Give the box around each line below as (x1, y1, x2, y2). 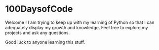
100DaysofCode (5, 3, 73, 15)
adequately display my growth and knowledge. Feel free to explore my (5, 24, 148, 30)
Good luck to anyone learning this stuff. (5, 39, 85, 45)
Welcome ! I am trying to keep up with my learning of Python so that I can (5, 19, 155, 25)
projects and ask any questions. (5, 30, 70, 35)
